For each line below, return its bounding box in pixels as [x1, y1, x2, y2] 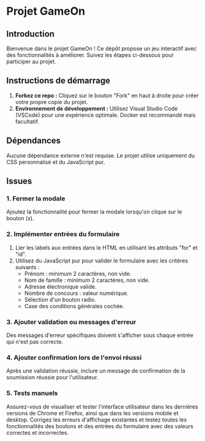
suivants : [15, 263, 40, 270]
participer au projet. [6, 58, 56, 65]
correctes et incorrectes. [6, 429, 69, 436]
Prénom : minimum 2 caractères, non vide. [24, 270, 132, 277]
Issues [6, 176, 32, 187]
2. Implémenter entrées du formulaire [6, 230, 120, 239]
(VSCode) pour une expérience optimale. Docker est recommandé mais [15, 111, 196, 119]
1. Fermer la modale [6, 194, 65, 202]
